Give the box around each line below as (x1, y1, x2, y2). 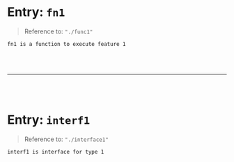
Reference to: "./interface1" (24, 135, 109, 143)
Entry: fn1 (7, 4, 65, 20)
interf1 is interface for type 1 (7, 148, 104, 155)
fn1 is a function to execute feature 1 (7, 40, 127, 47)
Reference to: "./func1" (24, 27, 93, 35)
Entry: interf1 (7, 112, 91, 128)
